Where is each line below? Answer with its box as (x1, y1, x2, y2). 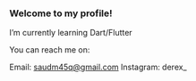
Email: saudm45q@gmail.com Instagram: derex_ (9, 61, 187, 73)
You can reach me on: (9, 45, 90, 55)
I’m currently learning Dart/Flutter (9, 28, 132, 38)
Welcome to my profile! (9, 7, 114, 20)
